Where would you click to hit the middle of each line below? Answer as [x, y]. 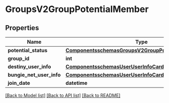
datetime [77, 83]
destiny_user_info [29, 67]
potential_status [28, 50]
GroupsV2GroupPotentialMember [77, 9]
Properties [22, 28]
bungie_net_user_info [34, 75]
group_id [19, 59]
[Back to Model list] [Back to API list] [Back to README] [63, 95]
